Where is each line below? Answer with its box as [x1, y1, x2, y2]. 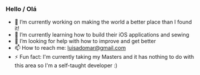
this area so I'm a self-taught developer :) [14, 62, 118, 69]
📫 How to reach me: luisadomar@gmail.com [14, 44, 126, 52]
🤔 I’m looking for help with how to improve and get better [14, 38, 156, 45]
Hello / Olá [5, 5, 37, 13]
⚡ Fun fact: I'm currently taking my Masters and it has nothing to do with [14, 53, 195, 61]
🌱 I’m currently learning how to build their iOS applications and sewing [14, 31, 190, 38]
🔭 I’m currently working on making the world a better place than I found [14, 19, 192, 26]
